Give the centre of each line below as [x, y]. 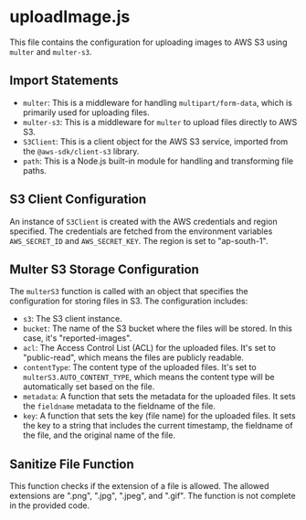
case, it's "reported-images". [77, 338]
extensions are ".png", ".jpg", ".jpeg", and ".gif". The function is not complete [153, 496]
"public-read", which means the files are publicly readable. [133, 357]
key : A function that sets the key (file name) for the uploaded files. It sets [159, 416]
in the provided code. [49, 505]
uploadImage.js [70, 17]
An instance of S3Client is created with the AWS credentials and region [143, 221]
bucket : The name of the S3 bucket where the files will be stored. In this [157, 329]
